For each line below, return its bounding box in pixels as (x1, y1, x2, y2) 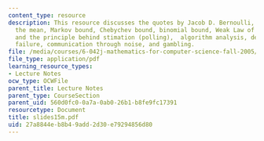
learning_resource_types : (8, 63, 93, 70)
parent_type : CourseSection (8, 92, 101, 99)
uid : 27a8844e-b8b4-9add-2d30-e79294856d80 (8, 121, 153, 128)
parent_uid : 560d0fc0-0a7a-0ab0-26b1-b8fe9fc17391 (8, 99, 178, 107)
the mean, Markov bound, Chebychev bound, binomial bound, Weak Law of (15, 26, 255, 34)
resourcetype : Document (8, 107, 86, 114)
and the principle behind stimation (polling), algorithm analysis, (15, 33, 247, 42)
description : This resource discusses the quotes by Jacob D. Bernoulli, (8, 19, 255, 27)
